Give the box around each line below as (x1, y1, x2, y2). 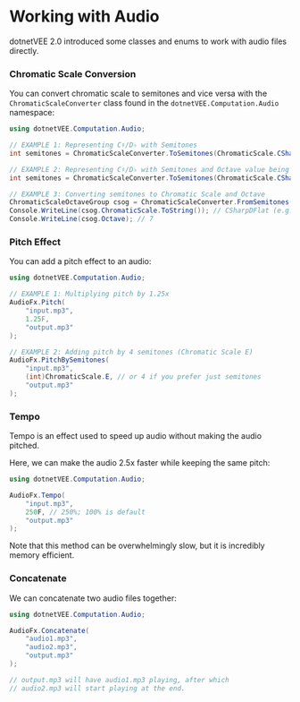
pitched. (9, 441, 40, 451)
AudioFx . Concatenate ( (9, 626, 90, 635)
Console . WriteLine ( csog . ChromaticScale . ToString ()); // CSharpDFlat (9, 206, 270, 216)
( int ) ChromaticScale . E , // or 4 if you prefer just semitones (25, 372, 262, 381)
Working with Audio (9, 6, 160, 27)
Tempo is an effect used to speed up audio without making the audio (9, 431, 262, 441)
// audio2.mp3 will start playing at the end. (9, 683, 186, 693)
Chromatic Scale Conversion (9, 67, 137, 80)
